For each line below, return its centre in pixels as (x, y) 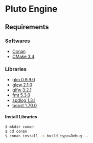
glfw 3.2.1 (22, 90)
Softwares (18, 41)
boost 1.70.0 (24, 106)
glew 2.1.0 (22, 85)
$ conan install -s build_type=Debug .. (47, 136)
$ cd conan (16, 132)
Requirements (27, 27)
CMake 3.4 (23, 56)
